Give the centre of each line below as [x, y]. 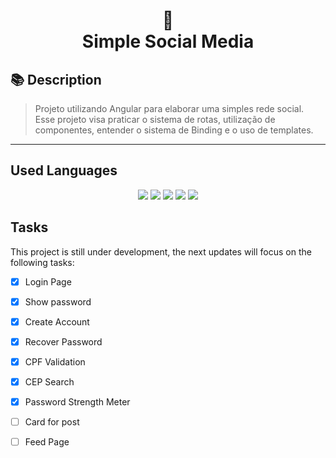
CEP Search [49, 381]
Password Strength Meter [77, 402]
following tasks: [42, 262]
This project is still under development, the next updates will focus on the [161, 251]
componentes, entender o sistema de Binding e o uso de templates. [174, 130]
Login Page [48, 281]
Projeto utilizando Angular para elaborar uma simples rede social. [169, 108]
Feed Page [47, 442]
